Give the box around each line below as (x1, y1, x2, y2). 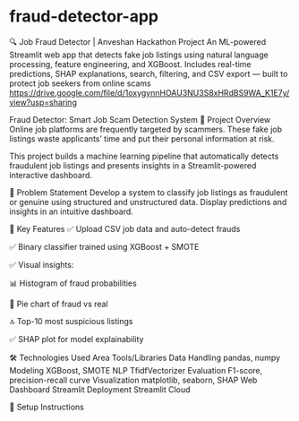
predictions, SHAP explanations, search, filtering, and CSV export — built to (9, 68, 288, 79)
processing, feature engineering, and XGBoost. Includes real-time (9, 58, 252, 69)
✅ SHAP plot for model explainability (9, 333, 144, 344)
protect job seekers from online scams (9, 78, 151, 89)
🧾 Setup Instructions (9, 401, 85, 412)
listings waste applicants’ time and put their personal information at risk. (9, 133, 275, 144)
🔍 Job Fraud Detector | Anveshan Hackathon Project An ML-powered (9, 36, 267, 47)
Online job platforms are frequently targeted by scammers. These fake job (9, 124, 283, 134)
